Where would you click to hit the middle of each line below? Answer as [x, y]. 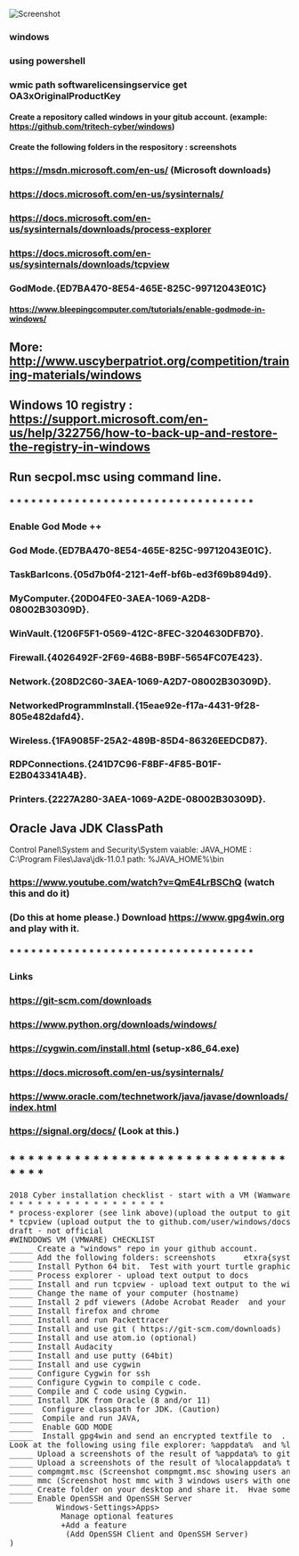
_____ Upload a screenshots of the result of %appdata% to [141, 1454]
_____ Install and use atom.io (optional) [103, 1338]
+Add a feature [94, 1525]
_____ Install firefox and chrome [85, 1311]
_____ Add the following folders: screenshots [113, 1258]
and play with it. [44, 929]
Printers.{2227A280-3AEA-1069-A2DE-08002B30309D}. [137, 799]
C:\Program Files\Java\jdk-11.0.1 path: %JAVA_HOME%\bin [117, 859]
